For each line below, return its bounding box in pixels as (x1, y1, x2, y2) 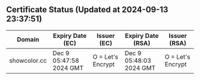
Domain (17, 35, 40, 43)
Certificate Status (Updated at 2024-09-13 (6, 5, 168, 15)
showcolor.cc (9, 56, 47, 65)
